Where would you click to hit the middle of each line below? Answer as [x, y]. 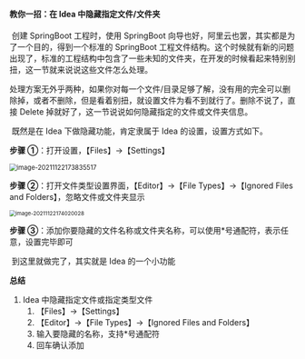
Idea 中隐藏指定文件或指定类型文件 [88, 300]
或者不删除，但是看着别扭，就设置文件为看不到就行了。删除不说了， [160, 101]
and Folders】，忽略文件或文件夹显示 [77, 197]
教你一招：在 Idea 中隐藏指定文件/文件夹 [85, 14]
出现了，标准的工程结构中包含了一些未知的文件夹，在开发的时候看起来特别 [148, 58]
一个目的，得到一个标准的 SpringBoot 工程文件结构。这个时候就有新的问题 [156, 47]
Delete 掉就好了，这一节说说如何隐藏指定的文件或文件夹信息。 [136, 112]
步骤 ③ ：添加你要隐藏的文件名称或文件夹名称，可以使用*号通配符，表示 [145, 231]
